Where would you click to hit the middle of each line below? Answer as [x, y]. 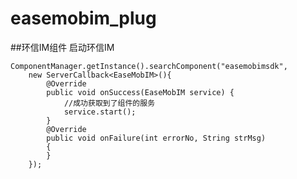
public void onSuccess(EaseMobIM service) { [140, 92]
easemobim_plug [83, 18]
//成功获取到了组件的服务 [109, 103]
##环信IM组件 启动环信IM [62, 47]
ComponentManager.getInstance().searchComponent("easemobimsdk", [149, 66]
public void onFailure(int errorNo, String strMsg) [156, 138]
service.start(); [100, 112]
